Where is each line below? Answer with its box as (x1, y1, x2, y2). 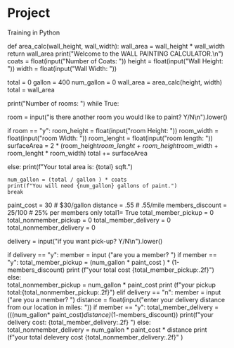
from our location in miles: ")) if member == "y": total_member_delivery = (7, 303, 219, 311)
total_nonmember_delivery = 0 (7, 223, 96, 232)
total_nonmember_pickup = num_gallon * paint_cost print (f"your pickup (7, 280, 216, 289)
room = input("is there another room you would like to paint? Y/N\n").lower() (7, 113, 228, 121)
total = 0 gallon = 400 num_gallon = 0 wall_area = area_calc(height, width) (7, 77, 223, 86)
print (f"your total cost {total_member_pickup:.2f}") (66, 266, 214, 274)
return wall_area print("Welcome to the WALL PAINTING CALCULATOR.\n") (7, 49, 223, 58)
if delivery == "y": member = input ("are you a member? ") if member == (7, 250, 217, 259)
